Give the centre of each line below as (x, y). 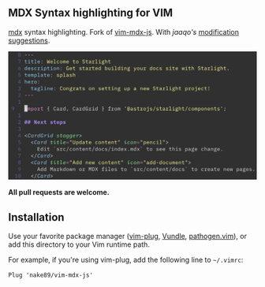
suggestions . (29, 40)
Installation (36, 217)
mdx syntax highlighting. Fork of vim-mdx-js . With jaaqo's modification (123, 32)
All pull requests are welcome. (59, 192)
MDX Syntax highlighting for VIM (91, 13)
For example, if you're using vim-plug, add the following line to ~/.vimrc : (126, 259)
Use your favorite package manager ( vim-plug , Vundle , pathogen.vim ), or (127, 236)
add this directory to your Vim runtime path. (79, 244)
